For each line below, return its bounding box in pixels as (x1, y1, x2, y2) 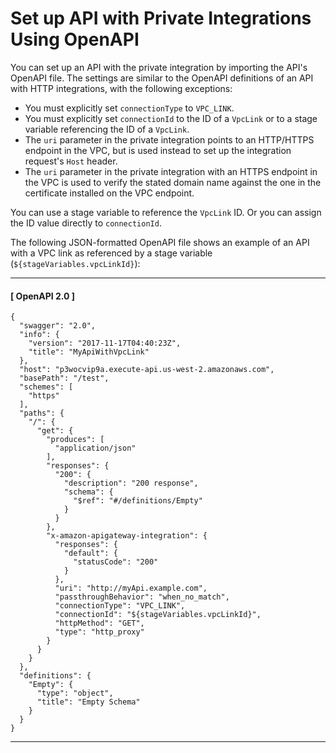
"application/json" (54, 443, 137, 454)
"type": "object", (36, 688, 114, 699)
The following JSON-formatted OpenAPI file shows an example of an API (10, 236, 310, 248)
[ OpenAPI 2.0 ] (10, 290, 76, 302)
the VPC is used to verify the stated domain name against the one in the (24, 176, 322, 188)
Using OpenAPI (10, 28, 140, 51)
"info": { (19, 330, 60, 340)
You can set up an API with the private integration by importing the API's (10, 61, 308, 73)
